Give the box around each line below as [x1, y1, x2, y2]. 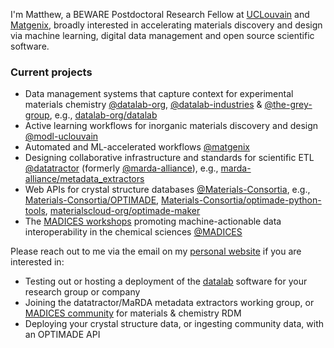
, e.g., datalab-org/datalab [49, 109, 158, 121]
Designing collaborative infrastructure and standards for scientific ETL [24, 152, 315, 164]
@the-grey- [264, 99, 313, 111]
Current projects [10, 65, 93, 79]
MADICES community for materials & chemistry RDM [24, 307, 242, 319]
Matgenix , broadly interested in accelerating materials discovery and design [10, 19, 323, 31]
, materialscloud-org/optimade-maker [44, 205, 201, 217]
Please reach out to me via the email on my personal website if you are [10, 245, 302, 258]
